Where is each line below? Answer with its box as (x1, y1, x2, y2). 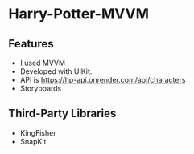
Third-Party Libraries (8, 107, 117, 120)
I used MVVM (19, 58, 66, 67)
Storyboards (19, 83, 62, 93)
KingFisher (19, 128, 56, 137)
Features (8, 37, 54, 51)
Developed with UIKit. (19, 67, 93, 76)
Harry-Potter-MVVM (8, 5, 150, 23)
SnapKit (19, 136, 47, 146)
